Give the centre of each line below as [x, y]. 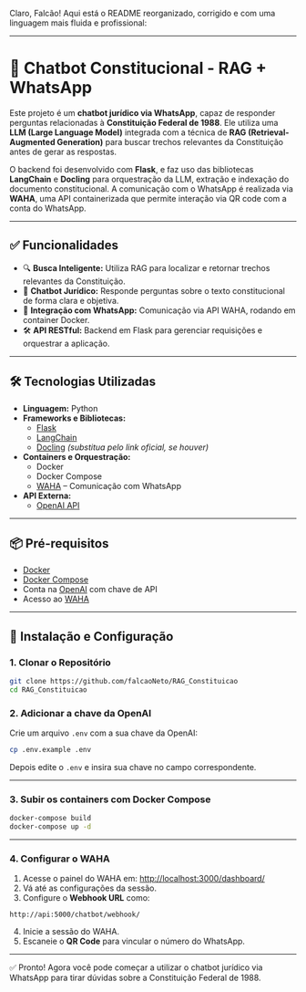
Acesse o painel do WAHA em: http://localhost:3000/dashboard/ [144, 879]
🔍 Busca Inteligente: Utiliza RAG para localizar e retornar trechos [146, 267]
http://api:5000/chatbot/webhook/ [75, 915]
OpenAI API [58, 505]
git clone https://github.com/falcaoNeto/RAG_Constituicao [124, 682]
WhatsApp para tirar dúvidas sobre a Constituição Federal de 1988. [135, 978]
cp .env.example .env [51, 750]
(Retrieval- [268, 132]
